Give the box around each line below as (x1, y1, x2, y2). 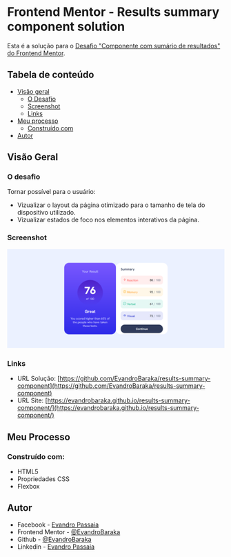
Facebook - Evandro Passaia (17, 520, 99, 529)
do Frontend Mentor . (7, 49, 66, 57)
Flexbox (17, 482, 40, 491)
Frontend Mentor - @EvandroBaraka (17, 527, 121, 536)
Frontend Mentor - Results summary (7, 4, 220, 20)
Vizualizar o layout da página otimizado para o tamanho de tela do (17, 201, 205, 209)
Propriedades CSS (17, 475, 70, 483)
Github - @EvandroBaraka (17, 535, 92, 543)
